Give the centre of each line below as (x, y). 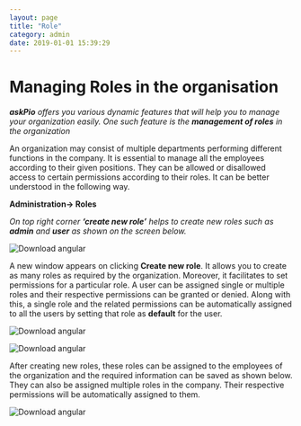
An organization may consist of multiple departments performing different (146, 148)
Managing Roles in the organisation (144, 87)
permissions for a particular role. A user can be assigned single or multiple (147, 285)
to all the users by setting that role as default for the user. (116, 314)
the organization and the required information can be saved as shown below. (151, 376)
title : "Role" (36, 26)
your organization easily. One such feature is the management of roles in (146, 121)
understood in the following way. (70, 187)
